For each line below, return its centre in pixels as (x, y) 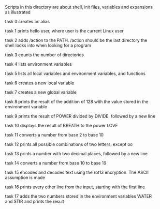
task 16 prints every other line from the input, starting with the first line (75, 187)
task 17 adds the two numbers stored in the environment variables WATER (79, 196)
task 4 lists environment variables (38, 64)
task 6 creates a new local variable (40, 83)
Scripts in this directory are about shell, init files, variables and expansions (79, 7)
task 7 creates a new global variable (41, 92)
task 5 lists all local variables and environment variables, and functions (75, 74)
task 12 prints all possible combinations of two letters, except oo (69, 144)
